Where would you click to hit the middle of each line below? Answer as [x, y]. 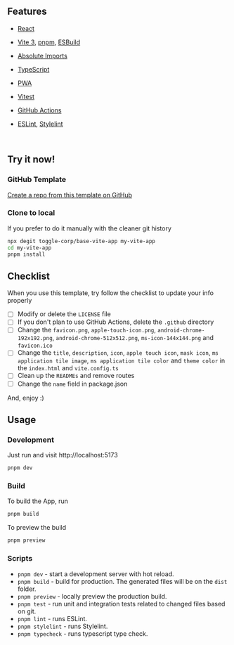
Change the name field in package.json [72, 384]
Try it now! [31, 160]
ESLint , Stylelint [40, 124]
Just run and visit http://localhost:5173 [63, 455]
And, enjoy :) [26, 398]
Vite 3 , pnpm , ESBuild [49, 42]
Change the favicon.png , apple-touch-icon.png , [87, 330]
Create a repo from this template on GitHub [70, 195]
